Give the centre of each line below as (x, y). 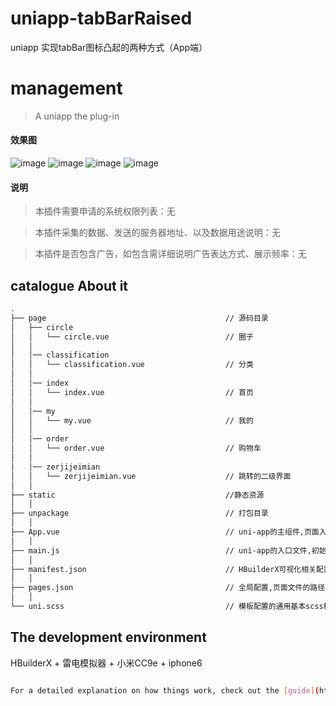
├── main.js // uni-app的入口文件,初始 (168, 550)
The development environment (108, 637)
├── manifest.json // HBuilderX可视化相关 (163, 569)
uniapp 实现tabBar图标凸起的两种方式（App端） (109, 47)
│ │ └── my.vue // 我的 (132, 420)
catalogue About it (69, 285)
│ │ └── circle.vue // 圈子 (132, 337)
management (66, 88)
